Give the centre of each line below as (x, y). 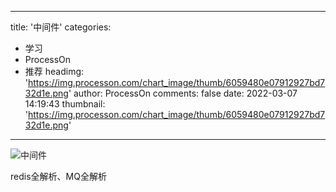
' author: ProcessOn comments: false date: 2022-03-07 (183, 93)
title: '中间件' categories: (61, 27)
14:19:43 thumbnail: (65, 104)
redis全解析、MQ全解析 (58, 176)
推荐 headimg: (54, 71)
